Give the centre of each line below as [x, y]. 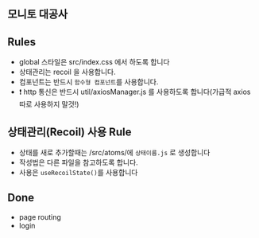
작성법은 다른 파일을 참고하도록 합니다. [78, 162]
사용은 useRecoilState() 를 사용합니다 [78, 173]
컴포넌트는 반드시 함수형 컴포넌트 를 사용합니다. [89, 82]
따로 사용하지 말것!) [49, 104]
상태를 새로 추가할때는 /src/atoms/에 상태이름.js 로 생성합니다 [114, 153]
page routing [40, 217]
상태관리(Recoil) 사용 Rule [70, 132]
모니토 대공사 [38, 14]
